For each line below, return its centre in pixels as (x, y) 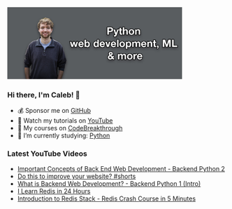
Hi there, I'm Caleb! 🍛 (44, 95)
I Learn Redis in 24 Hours (54, 191)
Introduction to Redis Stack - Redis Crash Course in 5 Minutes (107, 198)
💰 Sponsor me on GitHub (54, 110)
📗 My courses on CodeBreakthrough (70, 128)
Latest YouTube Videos (47, 154)
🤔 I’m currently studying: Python (64, 135)
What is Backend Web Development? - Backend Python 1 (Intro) (109, 184)
